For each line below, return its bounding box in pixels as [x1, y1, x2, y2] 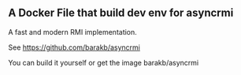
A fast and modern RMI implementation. [8, 27, 138, 36]
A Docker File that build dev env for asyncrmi [8, 6, 234, 20]
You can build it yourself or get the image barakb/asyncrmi [8, 58, 199, 67]
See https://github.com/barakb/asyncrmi [8, 43, 140, 52]
